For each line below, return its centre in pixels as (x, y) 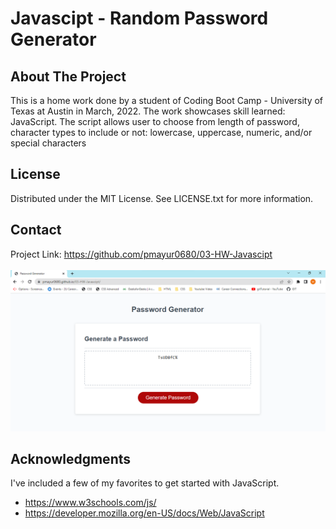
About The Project (68, 76)
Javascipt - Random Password (139, 18)
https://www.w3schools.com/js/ (90, 503)
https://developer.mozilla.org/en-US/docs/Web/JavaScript (144, 513)
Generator (53, 39)
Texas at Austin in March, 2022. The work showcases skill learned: (148, 111)
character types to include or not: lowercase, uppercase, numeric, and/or (161, 132)
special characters (48, 143)
